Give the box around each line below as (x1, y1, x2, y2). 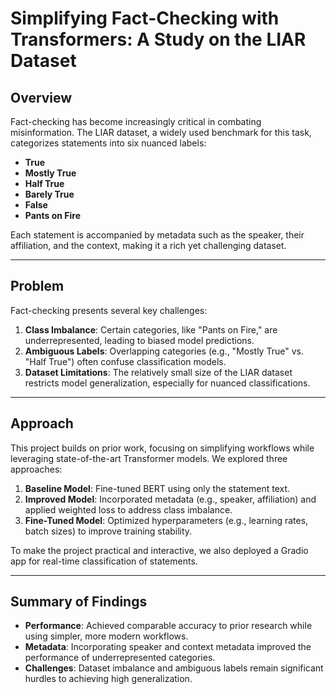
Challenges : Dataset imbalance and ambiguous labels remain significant (24, 662, 324, 674)
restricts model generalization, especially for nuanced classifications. (24, 377, 311, 389)
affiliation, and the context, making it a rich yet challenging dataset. (10, 240, 287, 251)
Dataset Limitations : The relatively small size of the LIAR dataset (24, 366, 293, 378)
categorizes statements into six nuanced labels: (10, 137, 207, 149)
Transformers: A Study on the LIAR (10, 28, 307, 51)
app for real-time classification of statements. (10, 555, 198, 567)
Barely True (24, 188, 75, 200)
